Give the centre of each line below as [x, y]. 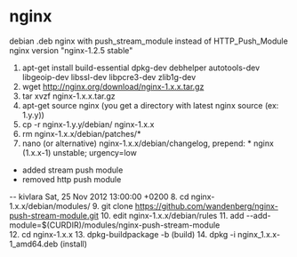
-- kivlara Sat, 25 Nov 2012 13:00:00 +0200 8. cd [99, 197]
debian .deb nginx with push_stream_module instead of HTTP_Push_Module [149, 41]
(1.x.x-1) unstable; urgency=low [80, 152]
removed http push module [72, 179]
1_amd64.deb [34, 244]
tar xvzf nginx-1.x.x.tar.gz [68, 96]
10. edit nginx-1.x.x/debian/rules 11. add [173, 215]
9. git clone [112, 205]
